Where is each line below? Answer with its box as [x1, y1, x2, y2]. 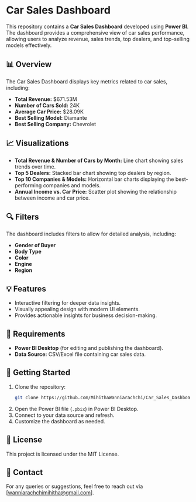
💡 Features [6, 284, 47, 294]
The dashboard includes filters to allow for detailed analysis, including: [6, 230, 177, 238]
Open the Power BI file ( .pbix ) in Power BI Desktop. [14, 405, 139, 412]
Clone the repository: [14, 383, 66, 390]
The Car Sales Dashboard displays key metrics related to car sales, [6, 78, 168, 85]
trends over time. [14, 163, 56, 170]
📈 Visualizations [6, 139, 69, 149]
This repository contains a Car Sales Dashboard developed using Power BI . [6, 23, 189, 30]
